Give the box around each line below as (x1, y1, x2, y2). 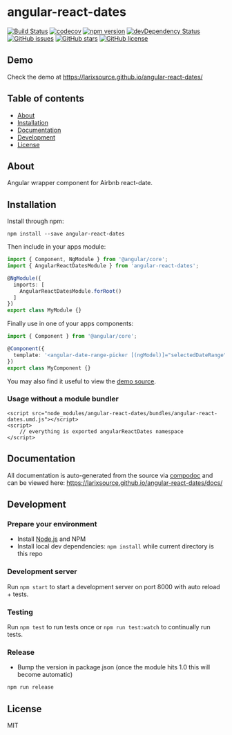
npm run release (7, 684, 54, 691)
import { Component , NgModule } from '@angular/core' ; (7, 256, 168, 263)
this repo (17, 550, 43, 558)
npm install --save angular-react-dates (7, 231, 126, 238)
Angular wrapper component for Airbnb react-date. (7, 179, 153, 187)
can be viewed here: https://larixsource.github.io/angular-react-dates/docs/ (7, 478, 223, 487)
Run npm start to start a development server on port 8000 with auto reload (7, 582, 220, 591)
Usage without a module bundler (7, 394, 119, 404)
